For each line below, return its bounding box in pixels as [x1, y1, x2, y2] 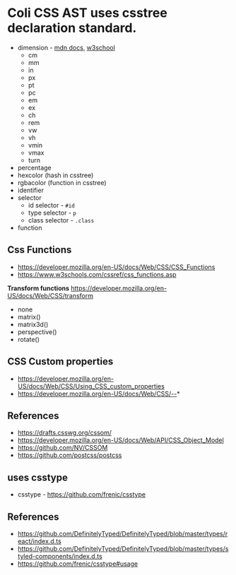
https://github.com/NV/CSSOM [17, 444, 108, 452]
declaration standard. [7, 20, 137, 36]
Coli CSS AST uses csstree [7, 5, 167, 21]
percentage [17, 163, 52, 172]
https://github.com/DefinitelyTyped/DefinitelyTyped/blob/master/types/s [17, 545, 229, 552]
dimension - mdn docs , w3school [17, 43, 115, 52]
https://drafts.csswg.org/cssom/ [17, 429, 112, 437]
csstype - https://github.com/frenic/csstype [17, 490, 146, 499]
